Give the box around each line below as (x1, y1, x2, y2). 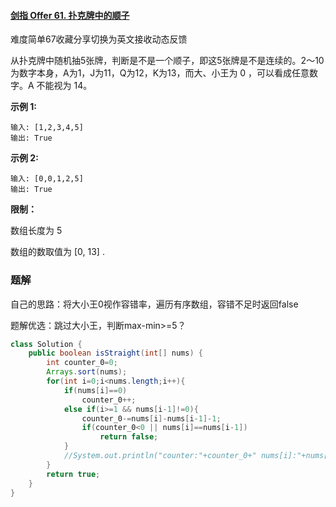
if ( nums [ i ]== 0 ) (63, 385, 128, 395)
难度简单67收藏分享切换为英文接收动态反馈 (10, 33, 188, 45)
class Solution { (10, 339, 83, 349)
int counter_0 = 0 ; (46, 358, 118, 368)
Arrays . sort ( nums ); (46, 367, 128, 377)
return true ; (46, 469, 101, 479)
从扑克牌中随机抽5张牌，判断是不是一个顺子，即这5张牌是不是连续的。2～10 (10, 55, 325, 67)
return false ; (99, 432, 159, 442)
